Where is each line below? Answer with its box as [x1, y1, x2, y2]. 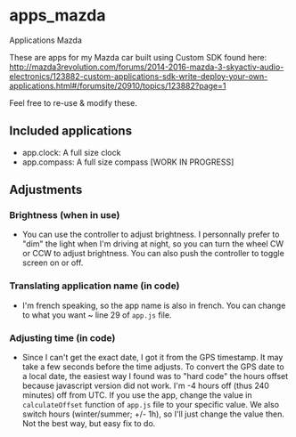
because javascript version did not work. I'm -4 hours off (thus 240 [21, 380, 270, 392]
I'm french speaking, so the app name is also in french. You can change [21, 300, 286, 311]
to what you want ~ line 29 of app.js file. [21, 309, 172, 320]
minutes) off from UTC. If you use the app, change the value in [21, 390, 252, 401]
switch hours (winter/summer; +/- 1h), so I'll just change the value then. [21, 409, 285, 419]
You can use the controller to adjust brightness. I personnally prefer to [21, 229, 280, 240]
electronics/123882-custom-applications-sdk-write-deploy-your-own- [9, 70, 268, 81]
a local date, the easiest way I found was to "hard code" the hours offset [21, 371, 289, 382]
